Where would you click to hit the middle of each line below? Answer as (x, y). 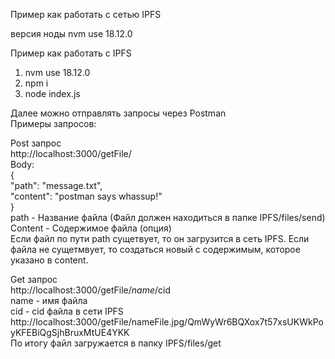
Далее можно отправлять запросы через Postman (118, 113)
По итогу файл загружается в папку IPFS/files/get (116, 343)
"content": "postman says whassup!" (86, 196)
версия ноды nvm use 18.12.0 (71, 33)
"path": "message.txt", (56, 185)
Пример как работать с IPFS (71, 53)
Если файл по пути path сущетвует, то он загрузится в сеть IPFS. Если (160, 238)
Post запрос (36, 143)
